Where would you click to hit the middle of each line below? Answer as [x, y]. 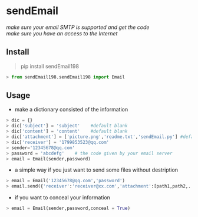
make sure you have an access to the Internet [62, 33]
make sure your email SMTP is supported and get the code [78, 27]
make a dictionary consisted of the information [71, 110]
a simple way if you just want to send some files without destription [96, 170]
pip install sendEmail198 [50, 66]
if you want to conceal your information [62, 198]
